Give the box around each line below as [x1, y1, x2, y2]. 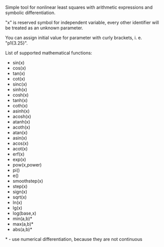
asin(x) [12, 135, 27, 141]
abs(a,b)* [12, 226, 33, 232]
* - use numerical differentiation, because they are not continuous [5, 236, 143, 242]
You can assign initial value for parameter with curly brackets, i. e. [5, 35, 142, 40]
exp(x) [12, 156, 26, 162]
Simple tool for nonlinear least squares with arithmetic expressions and [5, 5, 153, 10]
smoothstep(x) [12, 178, 43, 184]
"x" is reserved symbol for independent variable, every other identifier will [5, 20, 159, 25]
